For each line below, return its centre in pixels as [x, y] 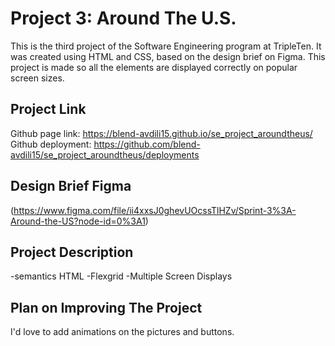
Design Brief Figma [71, 186]
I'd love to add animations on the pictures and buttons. [122, 332]
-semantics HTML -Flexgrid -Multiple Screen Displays [121, 276]
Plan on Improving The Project [106, 307]
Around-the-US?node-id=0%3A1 [78, 221]
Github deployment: [51, 144]
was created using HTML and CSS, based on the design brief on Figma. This [168, 56]
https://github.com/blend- [147, 144]
